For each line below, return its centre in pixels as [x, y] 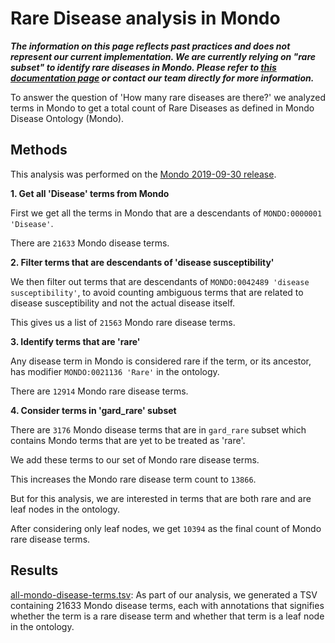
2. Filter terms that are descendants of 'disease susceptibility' [142, 262]
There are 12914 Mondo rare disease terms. [99, 391]
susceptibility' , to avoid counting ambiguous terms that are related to [157, 292]
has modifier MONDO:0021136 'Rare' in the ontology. [115, 371]
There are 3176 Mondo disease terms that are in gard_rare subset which [158, 429]
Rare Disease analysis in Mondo [145, 18]
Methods [39, 150]
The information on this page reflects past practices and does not [150, 46]
